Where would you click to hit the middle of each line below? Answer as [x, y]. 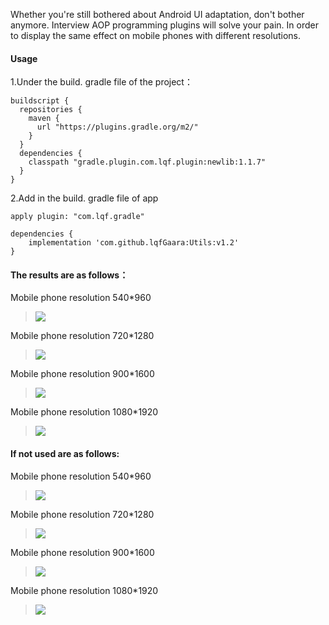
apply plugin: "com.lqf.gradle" [77, 217]
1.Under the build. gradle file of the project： [101, 82]
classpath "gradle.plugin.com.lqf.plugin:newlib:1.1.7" [147, 162]
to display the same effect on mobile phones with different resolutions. [155, 35]
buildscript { [40, 101]
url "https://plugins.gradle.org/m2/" [117, 127]
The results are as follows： [69, 275]
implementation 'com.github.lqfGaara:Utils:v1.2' [134, 243]
